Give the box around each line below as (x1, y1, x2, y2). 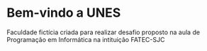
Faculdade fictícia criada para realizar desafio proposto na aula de (6, 28, 200, 36)
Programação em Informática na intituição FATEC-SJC (6, 35, 165, 43)
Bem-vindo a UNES (6, 5, 121, 21)
